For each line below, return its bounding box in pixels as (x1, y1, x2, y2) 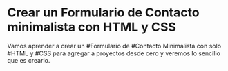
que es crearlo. (7, 56, 50, 64)
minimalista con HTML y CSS (7, 19, 176, 35)
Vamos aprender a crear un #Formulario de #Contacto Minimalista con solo (7, 42, 222, 50)
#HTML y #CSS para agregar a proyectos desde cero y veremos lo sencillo (7, 49, 221, 57)
